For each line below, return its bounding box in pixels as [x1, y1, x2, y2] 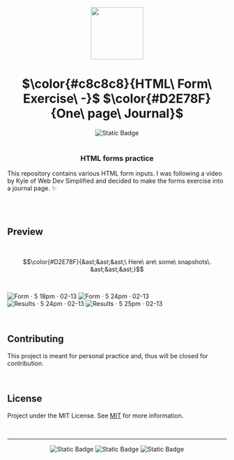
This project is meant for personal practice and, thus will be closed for [7, 351, 209, 360]
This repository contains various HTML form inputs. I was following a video [7, 169, 223, 178]
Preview [7, 226, 44, 238]
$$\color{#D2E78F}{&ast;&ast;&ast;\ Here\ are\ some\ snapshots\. [22, 258, 212, 266]
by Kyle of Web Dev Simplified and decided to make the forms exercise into [7, 177, 224, 185]
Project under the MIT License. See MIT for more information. [7, 411, 184, 420]
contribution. [7, 359, 44, 367]
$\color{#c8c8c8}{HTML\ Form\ [22, 76, 212, 92]
